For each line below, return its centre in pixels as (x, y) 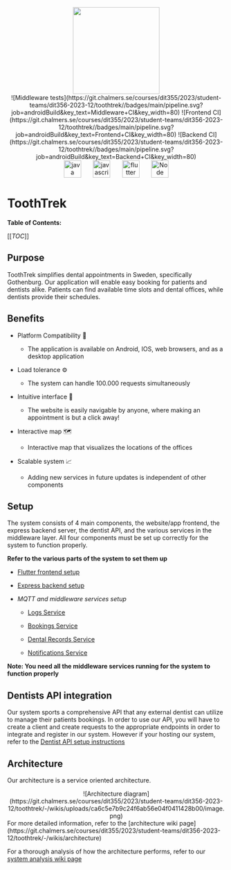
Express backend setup (51, 585)
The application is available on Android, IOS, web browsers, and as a (125, 349)
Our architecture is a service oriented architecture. (79, 780)
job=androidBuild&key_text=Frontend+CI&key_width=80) (96, 134)
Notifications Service (57, 653)
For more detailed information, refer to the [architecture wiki (93, 823)
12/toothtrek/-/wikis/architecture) (54, 838)
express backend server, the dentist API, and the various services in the (110, 530)
